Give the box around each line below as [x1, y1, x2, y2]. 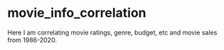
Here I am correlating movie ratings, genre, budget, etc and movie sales [7, 28, 218, 37]
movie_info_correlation [7, 5, 147, 21]
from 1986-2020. [7, 35, 57, 44]
